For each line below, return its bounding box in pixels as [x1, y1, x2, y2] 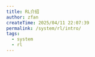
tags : [6, 31, 20, 37]
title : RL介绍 [6, 8, 40, 15]
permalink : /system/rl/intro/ [6, 25, 82, 31]
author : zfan [6, 14, 39, 20]
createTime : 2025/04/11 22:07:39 [6, 20, 90, 26]
